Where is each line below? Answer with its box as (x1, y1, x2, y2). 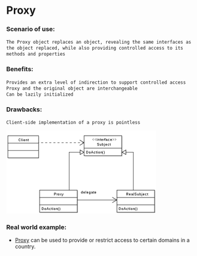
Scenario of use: (6, 25, 55, 33)
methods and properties (6, 51, 66, 57)
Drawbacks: (6, 105, 43, 114)
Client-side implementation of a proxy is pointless (6, 120, 141, 126)
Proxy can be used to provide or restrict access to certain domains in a (14, 237, 190, 244)
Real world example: (6, 223, 67, 231)
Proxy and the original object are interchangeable (6, 85, 138, 92)
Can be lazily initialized (6, 91, 74, 97)
